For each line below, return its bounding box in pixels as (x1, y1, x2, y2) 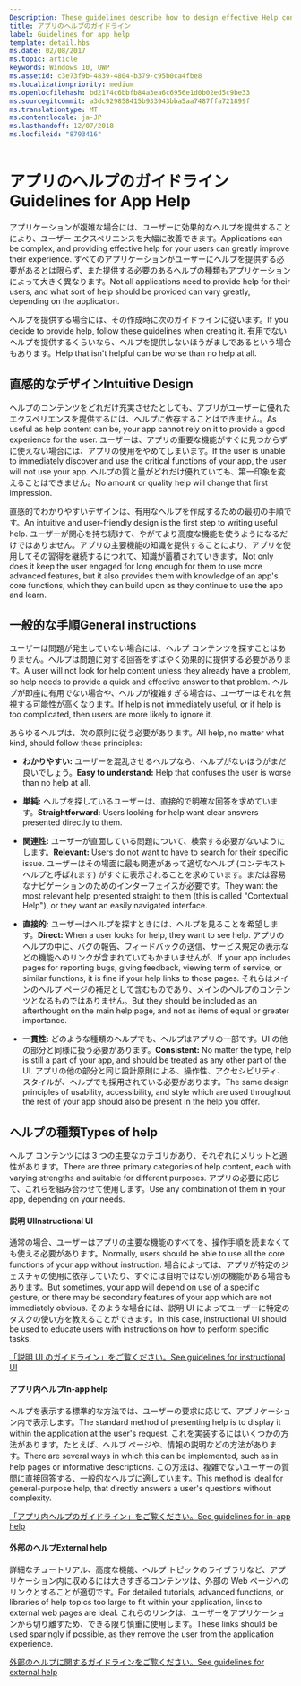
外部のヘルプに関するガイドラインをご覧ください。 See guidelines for (9, 1656, 265, 1667)
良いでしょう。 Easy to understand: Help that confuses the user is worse (21, 768, 292, 778)
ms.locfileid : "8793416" (9, 130, 102, 139)
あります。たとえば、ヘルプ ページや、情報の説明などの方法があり (24, 1438, 270, 1449)
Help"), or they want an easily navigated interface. (21, 900, 208, 911)
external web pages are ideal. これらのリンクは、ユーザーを (9, 1607, 231, 1618)
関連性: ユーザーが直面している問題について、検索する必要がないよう (21, 836, 278, 847)
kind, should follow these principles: (9, 737, 142, 749)
